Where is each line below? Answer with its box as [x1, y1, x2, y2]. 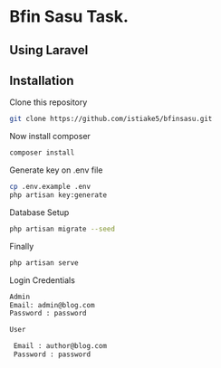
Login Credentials [9, 274, 75, 286]
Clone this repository [9, 97, 88, 108]
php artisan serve [9, 258, 79, 268]
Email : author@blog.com [13, 342, 107, 351]
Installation [9, 72, 74, 88]
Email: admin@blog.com [9, 300, 95, 309]
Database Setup [9, 206, 70, 218]
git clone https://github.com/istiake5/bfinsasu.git [9, 115, 213, 124]
